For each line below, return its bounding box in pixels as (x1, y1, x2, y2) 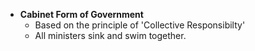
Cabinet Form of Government (19, 9, 144, 20)
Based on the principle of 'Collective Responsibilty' (34, 19, 246, 31)
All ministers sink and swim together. (34, 30, 187, 41)
